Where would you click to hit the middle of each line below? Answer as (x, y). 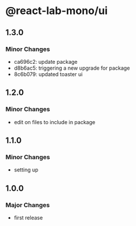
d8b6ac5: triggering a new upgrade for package (72, 68)
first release (28, 217)
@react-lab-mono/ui (57, 11)
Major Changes (28, 205)
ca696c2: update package (46, 61)
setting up (26, 170)
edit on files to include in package (55, 122)
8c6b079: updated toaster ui (48, 74)
